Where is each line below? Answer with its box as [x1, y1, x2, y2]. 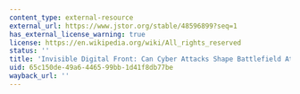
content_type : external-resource [9, 13, 134, 22]
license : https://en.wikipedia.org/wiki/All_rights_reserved [9, 38, 242, 47]
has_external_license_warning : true [9, 30, 146, 38]
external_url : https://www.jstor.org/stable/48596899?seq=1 [9, 21, 238, 30]
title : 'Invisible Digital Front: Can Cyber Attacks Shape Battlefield [9, 55, 281, 64]
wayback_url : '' [9, 72, 70, 81]
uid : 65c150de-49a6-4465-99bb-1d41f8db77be [9, 64, 174, 73]
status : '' [9, 47, 50, 56]
